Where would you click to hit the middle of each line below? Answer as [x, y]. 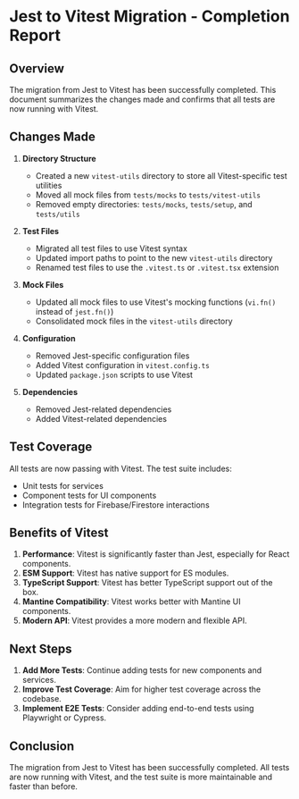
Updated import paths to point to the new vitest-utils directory [154, 257]
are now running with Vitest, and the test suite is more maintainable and [141, 777]
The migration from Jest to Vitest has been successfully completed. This [143, 90]
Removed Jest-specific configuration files [112, 356]
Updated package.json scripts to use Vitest [114, 374]
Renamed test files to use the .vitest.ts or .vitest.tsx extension [157, 267]
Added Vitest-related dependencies [101, 418]
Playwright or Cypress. [64, 718]
